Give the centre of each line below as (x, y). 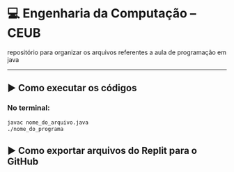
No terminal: (29, 108)
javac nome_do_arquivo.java (48, 123)
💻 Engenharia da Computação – (102, 14)
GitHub (23, 161)
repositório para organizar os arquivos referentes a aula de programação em (117, 52)
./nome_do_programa (36, 129)
